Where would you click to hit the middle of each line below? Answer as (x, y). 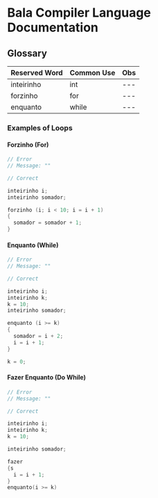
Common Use (93, 73)
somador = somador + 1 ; (47, 223)
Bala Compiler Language (79, 13)
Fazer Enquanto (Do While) (47, 378)
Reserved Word (37, 73)
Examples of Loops (40, 128)
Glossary (27, 53)
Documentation (53, 27)
